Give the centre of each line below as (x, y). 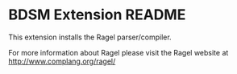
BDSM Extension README (97, 15)
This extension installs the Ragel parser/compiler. (90, 37)
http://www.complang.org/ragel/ (62, 61)
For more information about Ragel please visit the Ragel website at (118, 52)
